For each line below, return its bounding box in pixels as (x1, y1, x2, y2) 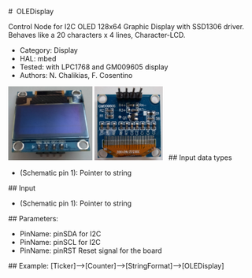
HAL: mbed (19, 54, 57, 63)
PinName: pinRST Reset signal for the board (19, 246, 163, 255)
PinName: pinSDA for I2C (19, 229, 102, 239)
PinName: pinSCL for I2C (19, 238, 101, 246)
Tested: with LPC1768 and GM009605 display (19, 62, 169, 72)
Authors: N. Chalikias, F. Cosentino (19, 71, 133, 80)
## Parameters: (8, 214, 59, 223)
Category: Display (19, 46, 79, 54)
